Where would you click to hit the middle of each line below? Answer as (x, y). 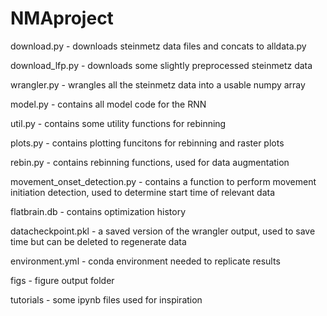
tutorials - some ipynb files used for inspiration (106, 299)
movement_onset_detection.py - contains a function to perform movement (163, 181)
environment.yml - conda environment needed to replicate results (145, 261)
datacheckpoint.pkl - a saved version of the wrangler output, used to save (163, 231)
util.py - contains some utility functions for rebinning (118, 123)
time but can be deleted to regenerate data (98, 241)
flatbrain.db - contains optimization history (98, 211)
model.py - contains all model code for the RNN (108, 104)
